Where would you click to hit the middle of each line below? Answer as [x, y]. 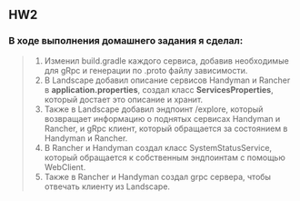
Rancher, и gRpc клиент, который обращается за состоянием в [166, 128]
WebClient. [65, 166]
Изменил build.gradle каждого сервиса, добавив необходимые [167, 60]
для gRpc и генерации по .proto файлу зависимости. [146, 70]
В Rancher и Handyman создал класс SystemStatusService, [158, 147]
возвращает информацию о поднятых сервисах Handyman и [162, 118]
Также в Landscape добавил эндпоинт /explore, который [154, 109]
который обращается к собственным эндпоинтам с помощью [165, 157]
